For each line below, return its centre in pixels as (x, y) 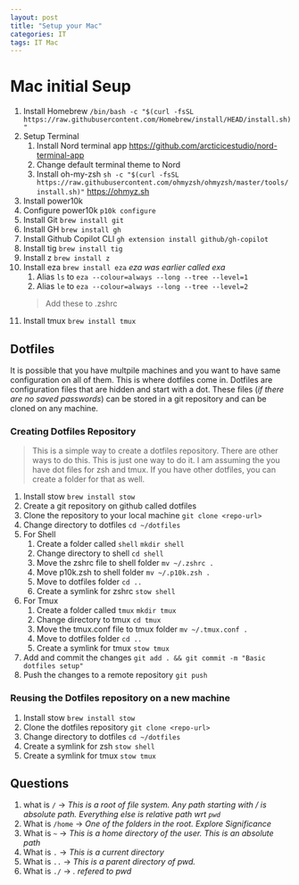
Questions (40, 783)
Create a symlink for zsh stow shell (89, 746)
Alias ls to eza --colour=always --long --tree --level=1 (142, 277)
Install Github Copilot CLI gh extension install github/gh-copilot (145, 239)
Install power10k (53, 201)
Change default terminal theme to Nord (108, 165)
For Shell (39, 534)
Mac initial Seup (71, 87)
